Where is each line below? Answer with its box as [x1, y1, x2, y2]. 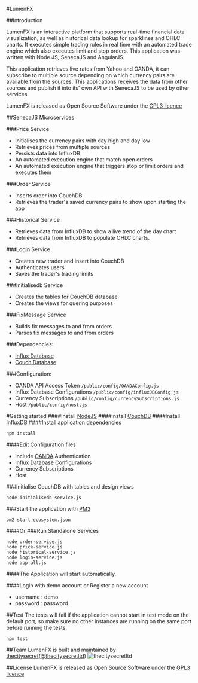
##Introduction [6, 17, 43, 23]
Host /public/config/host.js [14, 401, 88, 408]
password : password [14, 600, 68, 606]
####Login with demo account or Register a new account [6, 582, 148, 589]
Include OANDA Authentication [14, 453, 91, 459]
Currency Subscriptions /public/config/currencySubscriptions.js [14, 395, 179, 401]
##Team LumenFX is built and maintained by [6, 646, 117, 653]
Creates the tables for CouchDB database [14, 293, 118, 300]
